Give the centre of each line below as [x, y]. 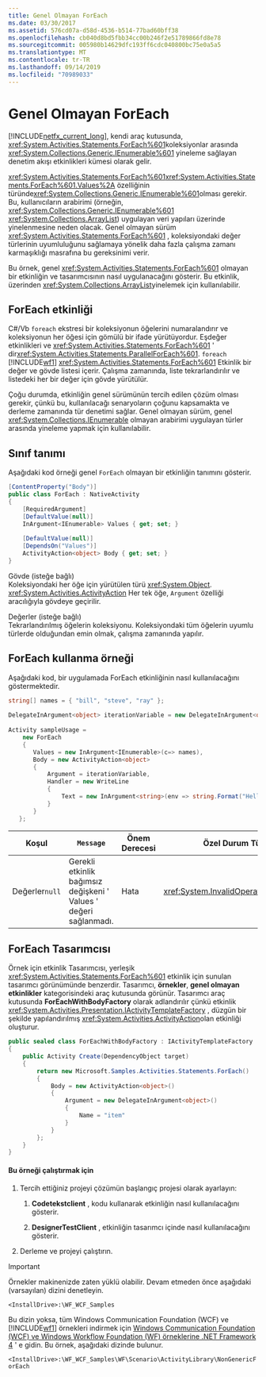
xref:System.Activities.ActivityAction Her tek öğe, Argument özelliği [116, 593]
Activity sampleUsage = [47, 730]
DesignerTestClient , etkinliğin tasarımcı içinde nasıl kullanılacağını [141, 1227]
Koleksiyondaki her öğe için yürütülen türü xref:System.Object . [110, 584]
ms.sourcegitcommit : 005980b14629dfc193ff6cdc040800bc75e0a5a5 [115, 45]
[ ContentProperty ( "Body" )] [53, 487]
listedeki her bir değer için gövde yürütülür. [78, 379]
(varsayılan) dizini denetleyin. [56, 1290]
